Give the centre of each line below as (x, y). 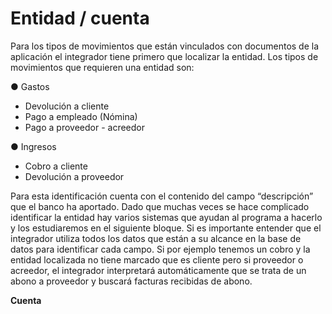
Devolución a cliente (67, 106)
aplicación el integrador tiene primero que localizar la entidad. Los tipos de (164, 56)
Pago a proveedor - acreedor (84, 127)
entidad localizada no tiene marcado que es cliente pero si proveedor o (157, 259)
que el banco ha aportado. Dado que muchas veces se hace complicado (160, 206)
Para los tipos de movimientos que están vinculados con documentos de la (165, 46)
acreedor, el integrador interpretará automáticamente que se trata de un (158, 270)
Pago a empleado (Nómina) (81, 116)
